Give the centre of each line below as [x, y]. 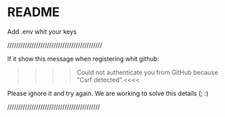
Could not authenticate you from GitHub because [147, 72]
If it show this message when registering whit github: [83, 58]
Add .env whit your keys [42, 32]
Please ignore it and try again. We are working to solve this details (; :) [108, 93]
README [34, 12]
